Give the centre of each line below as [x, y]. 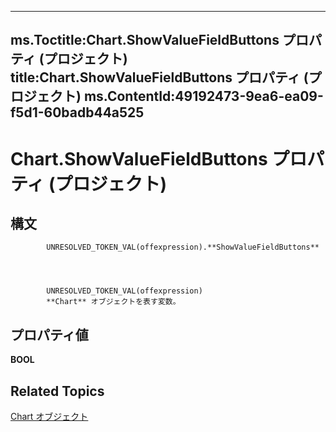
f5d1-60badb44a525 [77, 112]
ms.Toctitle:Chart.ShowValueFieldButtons [145, 40]
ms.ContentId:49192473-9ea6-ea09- [203, 96]
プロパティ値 [49, 334]
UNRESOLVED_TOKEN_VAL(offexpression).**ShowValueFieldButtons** [183, 247]
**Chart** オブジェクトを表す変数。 [113, 302]
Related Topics [57, 391]
